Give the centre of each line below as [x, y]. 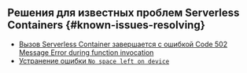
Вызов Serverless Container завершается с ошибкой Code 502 [123, 44]
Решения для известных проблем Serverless [124, 13]
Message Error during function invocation [86, 52]
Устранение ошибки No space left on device [94, 60]
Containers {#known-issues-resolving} [107, 26]
